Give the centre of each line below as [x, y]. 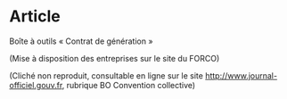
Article [35, 16]
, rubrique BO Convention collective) [129, 85]
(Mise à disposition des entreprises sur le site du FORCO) [115, 58]
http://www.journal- [241, 75]
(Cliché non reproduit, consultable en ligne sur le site [106, 75]
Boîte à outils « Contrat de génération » [81, 41]
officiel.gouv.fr [36, 85]
